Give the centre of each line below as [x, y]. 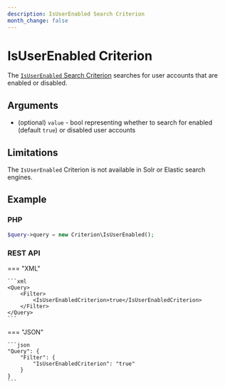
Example [27, 200]
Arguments [33, 105]
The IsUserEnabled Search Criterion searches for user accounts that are [113, 75]
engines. [20, 177]
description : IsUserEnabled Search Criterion [76, 14]
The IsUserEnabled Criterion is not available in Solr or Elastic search [106, 170]
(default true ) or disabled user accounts [77, 130]
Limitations [33, 153]
